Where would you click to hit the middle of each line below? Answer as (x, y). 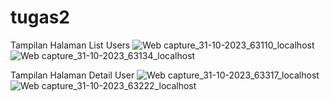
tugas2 (40, 17)
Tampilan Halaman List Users (70, 45)
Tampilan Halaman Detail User (72, 75)
